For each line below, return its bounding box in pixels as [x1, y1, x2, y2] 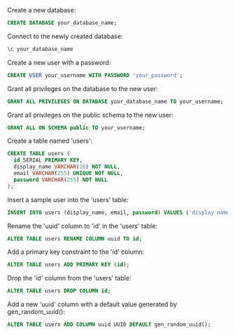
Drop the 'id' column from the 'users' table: [7, 274, 131, 283]
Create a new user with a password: [7, 58, 111, 66]
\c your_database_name [7, 45, 73, 52]
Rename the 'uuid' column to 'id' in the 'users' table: [7, 222, 157, 230]
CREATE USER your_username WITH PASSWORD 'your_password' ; [7, 71, 183, 79]
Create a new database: [7, 6, 76, 14]
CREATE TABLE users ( [7, 150, 71, 157]
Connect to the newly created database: [7, 31, 123, 41]
